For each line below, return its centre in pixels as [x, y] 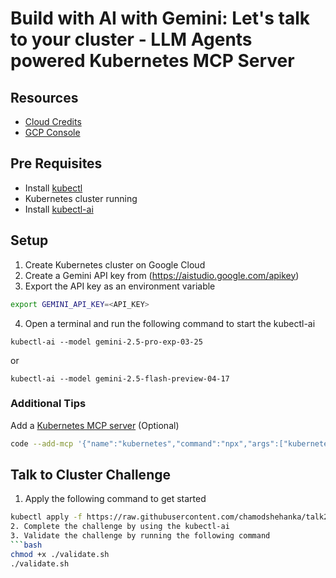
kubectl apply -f [46, 517]
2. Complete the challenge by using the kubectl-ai [120, 527]
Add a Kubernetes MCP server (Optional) [95, 425]
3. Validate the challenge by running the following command [140, 536]
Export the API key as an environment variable [120, 286]
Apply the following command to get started [115, 499]
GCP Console [52, 132]
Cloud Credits [53, 121]
